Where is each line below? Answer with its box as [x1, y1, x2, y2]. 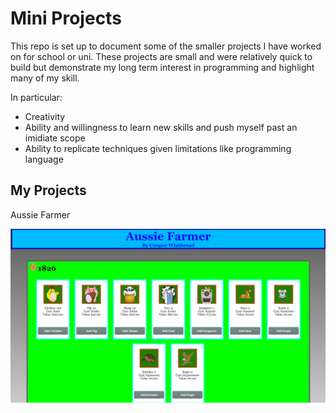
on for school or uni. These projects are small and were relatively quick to [10, 50, 313, 62]
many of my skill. [10, 72, 80, 84]
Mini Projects [10, 7, 122, 30]
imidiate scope [24, 132, 86, 144]
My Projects [10, 182, 87, 199]
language [24, 153, 64, 165]
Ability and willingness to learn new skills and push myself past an [24, 121, 298, 133]
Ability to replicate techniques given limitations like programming [24, 142, 292, 154]
